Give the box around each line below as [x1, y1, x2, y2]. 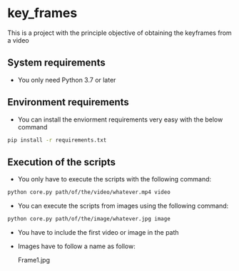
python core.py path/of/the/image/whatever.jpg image [7, 216, 171, 223]
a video [7, 36, 30, 44]
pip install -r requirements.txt [7, 137, 107, 144]
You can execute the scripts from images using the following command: [17, 201, 229, 211]
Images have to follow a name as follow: [17, 242, 136, 250]
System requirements [7, 57, 106, 69]
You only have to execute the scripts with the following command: [17, 175, 212, 184]
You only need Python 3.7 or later [17, 75, 116, 84]
